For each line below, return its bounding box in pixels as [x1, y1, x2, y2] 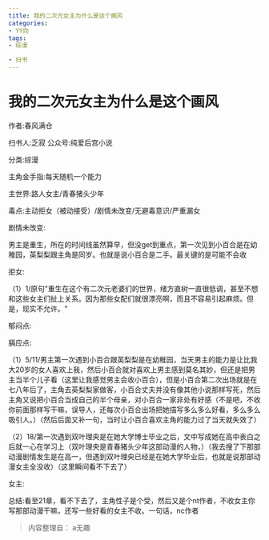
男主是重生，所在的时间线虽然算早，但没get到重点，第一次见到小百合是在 [8, 239, 251, 249]
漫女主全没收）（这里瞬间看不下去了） [8, 462, 131, 471]
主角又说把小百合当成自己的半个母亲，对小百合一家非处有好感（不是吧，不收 [8, 394, 261, 404]
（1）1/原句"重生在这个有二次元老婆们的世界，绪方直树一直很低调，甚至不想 [8, 283, 259, 293]
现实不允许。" [22, 303, 68, 313]
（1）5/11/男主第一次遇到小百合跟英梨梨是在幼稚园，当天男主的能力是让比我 [8, 354, 258, 364]
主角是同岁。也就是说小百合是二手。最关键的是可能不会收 [57, 250, 247, 259]
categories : [8, 19, 48, 27]
